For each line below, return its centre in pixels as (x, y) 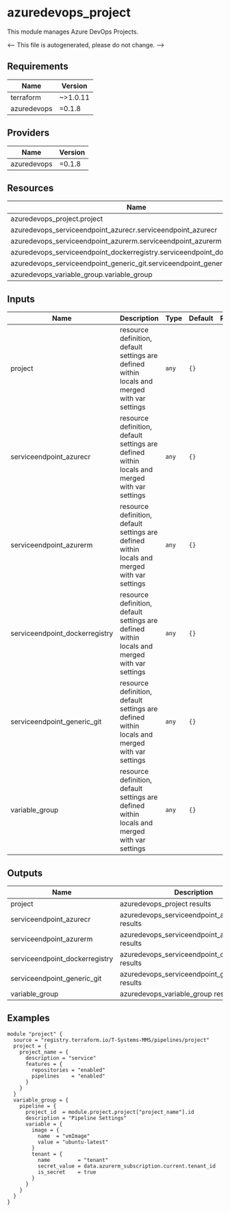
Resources (30, 188)
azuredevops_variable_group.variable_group (81, 274)
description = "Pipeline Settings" (76, 1118)
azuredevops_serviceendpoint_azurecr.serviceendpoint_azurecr (114, 230)
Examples (28, 1018)
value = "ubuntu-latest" (73, 1142)
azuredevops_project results (165, 904)
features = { (44, 1064)
